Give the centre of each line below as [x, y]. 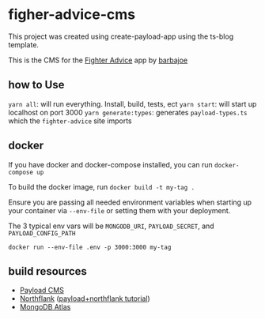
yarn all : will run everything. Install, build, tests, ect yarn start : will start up [132, 103]
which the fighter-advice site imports [70, 121]
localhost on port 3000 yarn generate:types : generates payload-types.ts [128, 112]
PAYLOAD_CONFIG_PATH [42, 233]
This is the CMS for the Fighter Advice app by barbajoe [98, 60]
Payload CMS [42, 291]
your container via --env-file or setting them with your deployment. [119, 210]
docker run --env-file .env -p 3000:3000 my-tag [90, 247]
